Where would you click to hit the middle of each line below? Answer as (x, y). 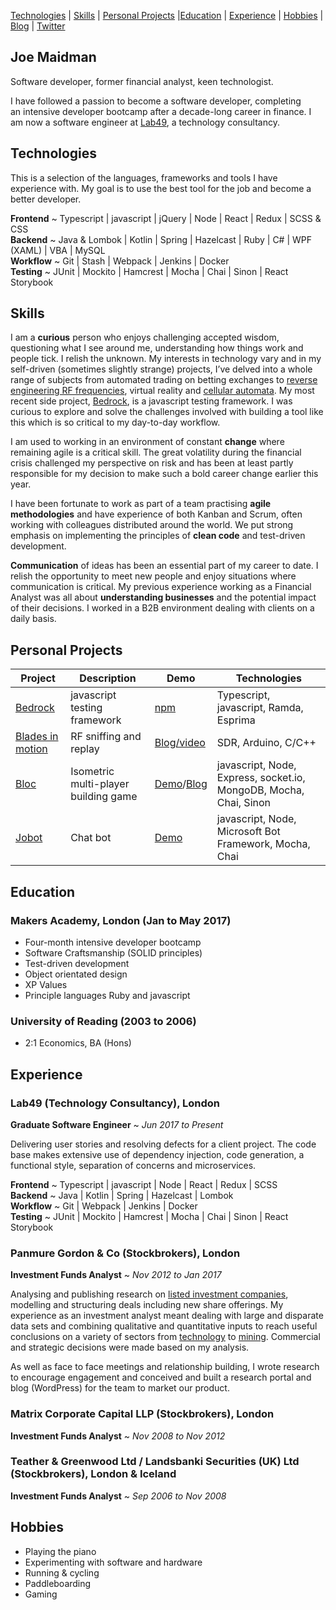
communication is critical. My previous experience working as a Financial (161, 587)
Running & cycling (62, 1572)
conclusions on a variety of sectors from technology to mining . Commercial (165, 1337)
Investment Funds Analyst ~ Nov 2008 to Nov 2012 (118, 1436)
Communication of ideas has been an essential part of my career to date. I (164, 566)
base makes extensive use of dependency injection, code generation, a (157, 1154)
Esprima (236, 720)
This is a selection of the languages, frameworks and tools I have (144, 177)
